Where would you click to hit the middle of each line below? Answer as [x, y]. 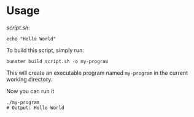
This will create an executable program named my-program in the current [97, 73]
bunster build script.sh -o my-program [57, 61]
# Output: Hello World [35, 108]
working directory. [29, 79]
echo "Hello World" [31, 39]
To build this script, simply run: [45, 50]
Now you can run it [30, 91]
